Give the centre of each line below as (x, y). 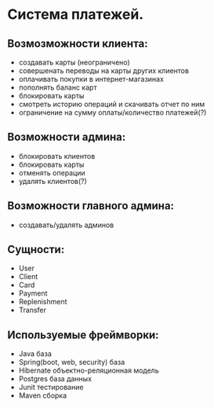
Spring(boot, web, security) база (72, 362)
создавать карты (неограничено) (74, 62)
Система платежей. (76, 15)
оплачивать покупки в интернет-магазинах (91, 79)
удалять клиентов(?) (53, 181)
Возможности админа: (67, 137)
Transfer (33, 310)
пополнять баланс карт (58, 87)
